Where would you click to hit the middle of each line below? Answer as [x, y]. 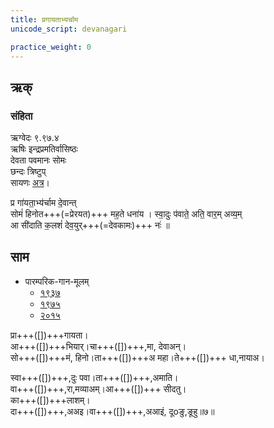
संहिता [21, 116]
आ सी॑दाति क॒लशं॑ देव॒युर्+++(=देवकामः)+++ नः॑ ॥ [90, 225]
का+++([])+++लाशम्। [50, 400]
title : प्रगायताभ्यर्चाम [44, 19]
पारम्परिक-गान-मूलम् [57, 281]
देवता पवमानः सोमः [38, 160]
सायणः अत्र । [30, 183]
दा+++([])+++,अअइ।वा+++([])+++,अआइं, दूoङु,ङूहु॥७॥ [112, 411]
